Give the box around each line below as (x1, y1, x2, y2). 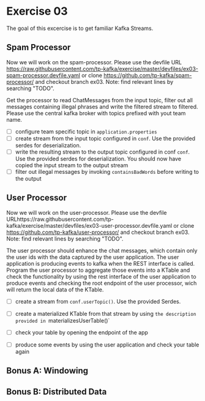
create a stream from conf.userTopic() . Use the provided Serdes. (15, 298, 181, 305)
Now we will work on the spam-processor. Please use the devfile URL (6, 58, 182, 66)
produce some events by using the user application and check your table (15, 341, 199, 348)
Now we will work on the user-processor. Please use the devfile (6, 209, 167, 216)
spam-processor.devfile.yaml (6, 72, 81, 79)
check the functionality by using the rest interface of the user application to (6, 272, 197, 280)
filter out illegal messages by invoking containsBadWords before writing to (15, 168, 199, 175)
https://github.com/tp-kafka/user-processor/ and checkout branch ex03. (6, 228, 190, 236)
